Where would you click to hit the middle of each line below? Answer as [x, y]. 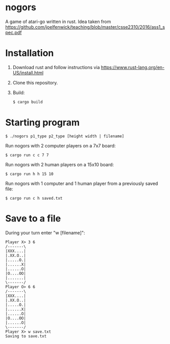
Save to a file [33, 218]
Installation [30, 53]
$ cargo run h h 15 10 [29, 174]
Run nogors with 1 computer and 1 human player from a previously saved [82, 183]
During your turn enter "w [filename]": [45, 232]
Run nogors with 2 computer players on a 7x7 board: [60, 145]
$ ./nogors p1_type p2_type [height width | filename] [65, 136]
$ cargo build [28, 102]
